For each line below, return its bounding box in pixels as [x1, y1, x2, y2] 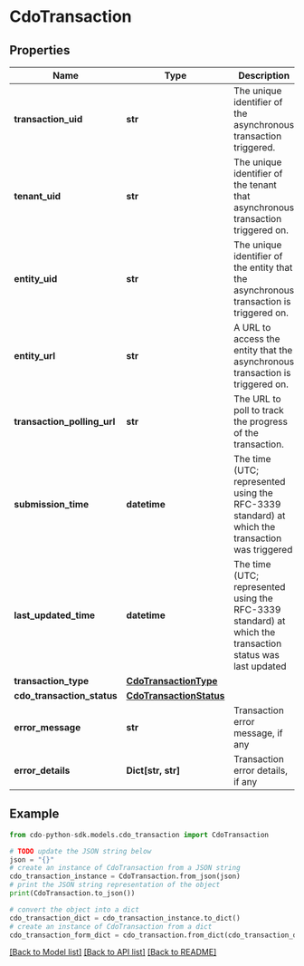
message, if [233, 727, 283, 739]
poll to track [233, 404, 285, 416]
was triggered [233, 544, 293, 555]
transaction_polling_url [14, 415, 116, 428]
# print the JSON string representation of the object [9, 881, 221, 890]
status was [233, 649, 280, 661]
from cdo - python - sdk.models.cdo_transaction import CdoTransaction [9, 830, 270, 839]
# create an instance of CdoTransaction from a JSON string [9, 864, 242, 873]
